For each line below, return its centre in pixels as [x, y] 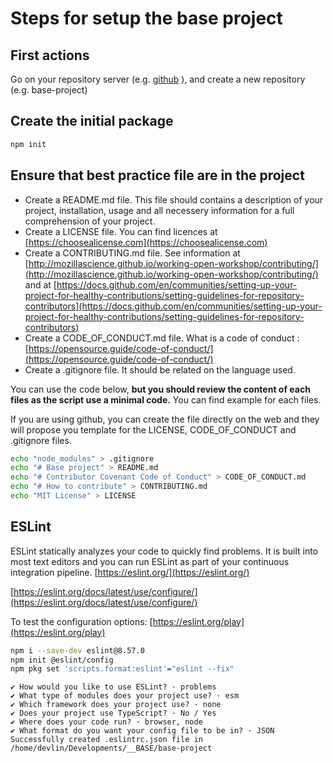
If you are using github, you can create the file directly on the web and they [165, 419]
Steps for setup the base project [146, 18]
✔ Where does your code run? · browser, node [106, 722]
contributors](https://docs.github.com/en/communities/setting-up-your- [173, 306]
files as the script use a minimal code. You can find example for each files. [166, 399]
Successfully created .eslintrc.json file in [106, 740]
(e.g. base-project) [49, 90]
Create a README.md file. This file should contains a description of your [174, 199]
